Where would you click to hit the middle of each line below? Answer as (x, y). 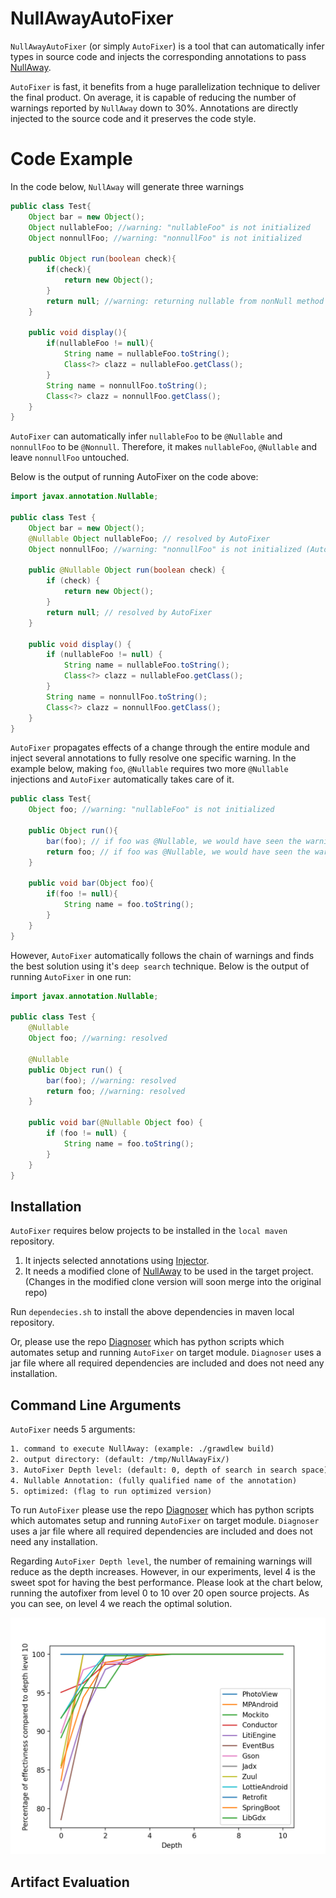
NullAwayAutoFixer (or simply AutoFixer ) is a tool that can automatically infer (167, 46)
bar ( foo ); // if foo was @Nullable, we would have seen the (174, 841)
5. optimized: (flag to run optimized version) (111, 1491)
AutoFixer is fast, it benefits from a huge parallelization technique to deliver (165, 86)
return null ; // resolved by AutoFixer (129, 612)
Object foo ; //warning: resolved (98, 1038)
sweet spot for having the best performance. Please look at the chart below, (166, 1583)
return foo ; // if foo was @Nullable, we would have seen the (178, 852)
